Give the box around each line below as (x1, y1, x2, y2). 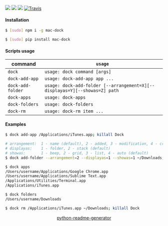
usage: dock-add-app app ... (44, 76, 114, 82)
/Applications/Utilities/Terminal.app (5, 178, 86, 183)
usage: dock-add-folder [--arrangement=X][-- (44, 83, 155, 89)
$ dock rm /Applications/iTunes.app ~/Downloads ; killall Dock (5, 205, 140, 210)
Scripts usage (5, 48, 35, 54)
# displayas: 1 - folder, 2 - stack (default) (5, 146, 111, 151)
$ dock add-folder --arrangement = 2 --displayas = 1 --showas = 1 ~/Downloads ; (5, 155, 164, 160)
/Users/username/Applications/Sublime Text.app (5, 173, 106, 179)
